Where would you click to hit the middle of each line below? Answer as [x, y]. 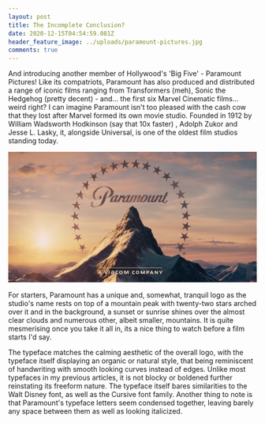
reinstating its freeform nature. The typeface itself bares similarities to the [128, 386]
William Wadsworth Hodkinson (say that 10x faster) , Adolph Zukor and [123, 124]
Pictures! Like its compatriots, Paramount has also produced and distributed [131, 82]
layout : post [30, 17]
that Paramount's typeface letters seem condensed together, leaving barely [131, 403]
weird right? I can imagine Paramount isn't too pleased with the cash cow [127, 108]
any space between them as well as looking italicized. [95, 411]
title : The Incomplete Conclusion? [67, 25]
